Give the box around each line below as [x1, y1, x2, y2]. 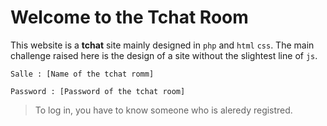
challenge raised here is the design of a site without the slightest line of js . [10, 49, 318, 61]
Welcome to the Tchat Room [10, 6, 249, 29]
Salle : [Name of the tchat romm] [10, 69, 155, 79]
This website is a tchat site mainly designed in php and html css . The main [10, 39, 315, 51]
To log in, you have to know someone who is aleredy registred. [34, 104, 293, 116]
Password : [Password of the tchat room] [10, 86, 186, 96]
